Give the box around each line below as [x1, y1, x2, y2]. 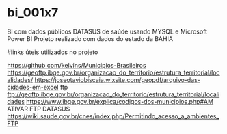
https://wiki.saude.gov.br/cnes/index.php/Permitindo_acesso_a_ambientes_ [7, 111, 219, 120]
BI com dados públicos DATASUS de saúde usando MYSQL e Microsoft [7, 27, 207, 36]
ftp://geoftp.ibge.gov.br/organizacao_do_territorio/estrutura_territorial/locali [7, 90, 220, 98]
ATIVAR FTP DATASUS [7, 105, 70, 113]
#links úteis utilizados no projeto [7, 48, 98, 56]
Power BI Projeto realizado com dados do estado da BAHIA [7, 34, 173, 42]
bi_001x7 [7, 5, 59, 21]
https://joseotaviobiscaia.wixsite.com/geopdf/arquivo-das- [34, 75, 200, 83]
